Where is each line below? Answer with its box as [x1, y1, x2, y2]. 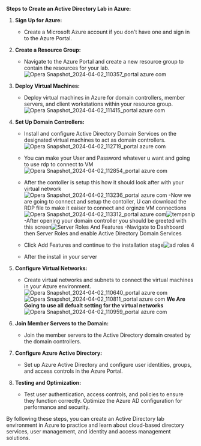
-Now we [168, 191, 191, 199]
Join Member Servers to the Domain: [14, 320, 109, 327]
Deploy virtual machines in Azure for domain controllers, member [23, 94, 185, 101]
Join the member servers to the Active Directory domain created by [23, 331, 191, 339]
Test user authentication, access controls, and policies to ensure [23, 391, 184, 398]
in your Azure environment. [23, 283, 91, 290]
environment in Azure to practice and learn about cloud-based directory [6, 421, 184, 429]
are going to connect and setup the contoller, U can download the [23, 198, 187, 205]
